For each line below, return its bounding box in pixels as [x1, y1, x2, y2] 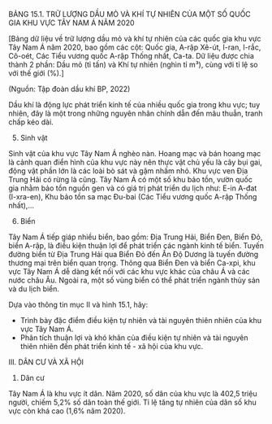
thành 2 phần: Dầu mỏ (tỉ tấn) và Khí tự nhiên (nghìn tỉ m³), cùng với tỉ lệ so [8, 59, 258, 69]
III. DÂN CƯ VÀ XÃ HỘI [8, 357, 84, 367]
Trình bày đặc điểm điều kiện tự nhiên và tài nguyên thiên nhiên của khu [19, 316, 262, 325]
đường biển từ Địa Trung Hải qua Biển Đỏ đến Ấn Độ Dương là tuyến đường [8, 250, 259, 259]
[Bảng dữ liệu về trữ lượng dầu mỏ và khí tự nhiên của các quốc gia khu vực [8, 34, 261, 43]
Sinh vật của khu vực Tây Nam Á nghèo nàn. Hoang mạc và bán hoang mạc [8, 149, 261, 158]
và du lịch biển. [8, 284, 59, 294]
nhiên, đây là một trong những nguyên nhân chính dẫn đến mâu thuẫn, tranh [8, 108, 263, 118]
